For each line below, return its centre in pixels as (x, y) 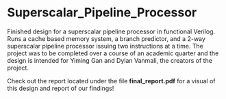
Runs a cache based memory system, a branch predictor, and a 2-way (106, 38)
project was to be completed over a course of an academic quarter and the (113, 53)
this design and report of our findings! (61, 88)
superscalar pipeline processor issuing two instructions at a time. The (105, 46)
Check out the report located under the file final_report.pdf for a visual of (111, 81)
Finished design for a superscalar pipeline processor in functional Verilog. (111, 31)
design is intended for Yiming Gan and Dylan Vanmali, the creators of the (110, 60)
